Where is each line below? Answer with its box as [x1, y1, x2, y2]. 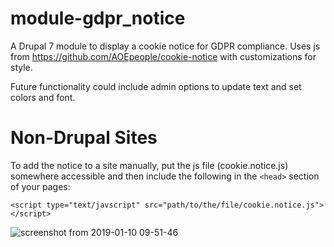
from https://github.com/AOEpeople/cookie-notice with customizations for [10, 50, 317, 62]
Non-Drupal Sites [10, 127, 158, 149]
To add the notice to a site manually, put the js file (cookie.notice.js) [10, 159, 289, 171]
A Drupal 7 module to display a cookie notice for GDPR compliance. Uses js [10, 40, 321, 52]
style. [10, 61, 33, 73]
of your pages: [10, 180, 71, 192]
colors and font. [10, 91, 76, 103]
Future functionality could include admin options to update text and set [10, 80, 302, 92]
